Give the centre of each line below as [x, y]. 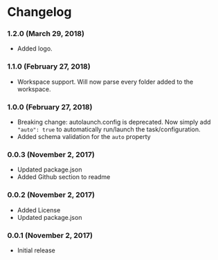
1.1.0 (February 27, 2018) [49, 66]
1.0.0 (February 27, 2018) [50, 106]
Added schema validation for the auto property [84, 137]
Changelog [39, 12]
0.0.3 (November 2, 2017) [51, 155]
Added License [39, 210]
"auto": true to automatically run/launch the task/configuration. [109, 129]
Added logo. [35, 48]
